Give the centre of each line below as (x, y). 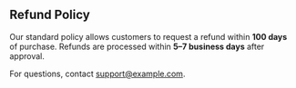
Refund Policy (50, 15)
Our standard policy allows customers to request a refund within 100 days (148, 36)
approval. (27, 56)
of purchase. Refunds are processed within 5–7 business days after (137, 46)
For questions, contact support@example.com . (97, 73)
